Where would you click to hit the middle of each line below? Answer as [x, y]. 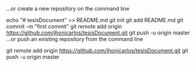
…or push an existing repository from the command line [75, 39]
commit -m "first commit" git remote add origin [64, 26]
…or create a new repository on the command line [68, 9]
